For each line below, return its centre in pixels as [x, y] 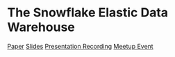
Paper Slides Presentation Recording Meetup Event [81, 46]
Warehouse [41, 27]
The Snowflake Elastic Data [88, 13]
